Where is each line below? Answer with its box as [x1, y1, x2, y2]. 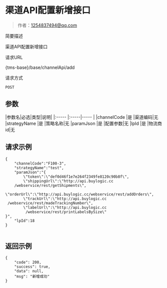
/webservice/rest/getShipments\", [14, 183, 87, 188]
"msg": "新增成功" [14, 274, 50, 279]
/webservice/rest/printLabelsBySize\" [25, 209, 107, 214]
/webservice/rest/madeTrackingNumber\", [7, 200, 94, 205]
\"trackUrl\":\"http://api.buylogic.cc [23, 196, 107, 201]
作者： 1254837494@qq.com [17, 22, 77, 28]
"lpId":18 [14, 218, 35, 223]
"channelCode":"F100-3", [14, 161, 66, 166]
